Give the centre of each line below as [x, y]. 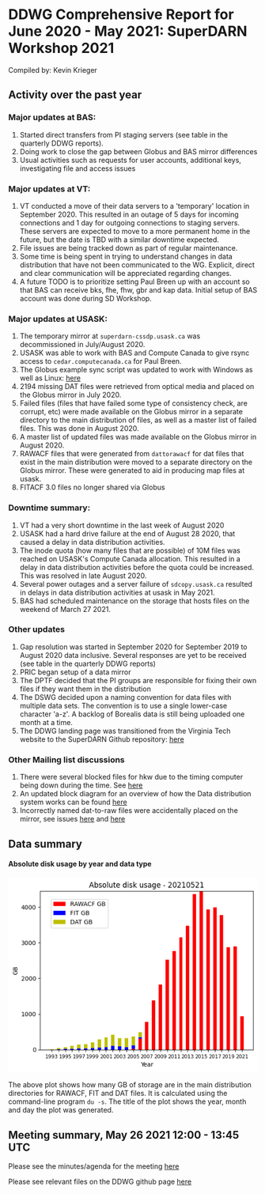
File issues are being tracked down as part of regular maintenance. [129, 247]
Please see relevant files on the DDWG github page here [100, 1182]
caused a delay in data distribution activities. [92, 542]
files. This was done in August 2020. [79, 429]
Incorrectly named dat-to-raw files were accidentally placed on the [129, 810]
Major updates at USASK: [58, 319]
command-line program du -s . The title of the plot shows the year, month [127, 1101]
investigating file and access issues [78, 168]
